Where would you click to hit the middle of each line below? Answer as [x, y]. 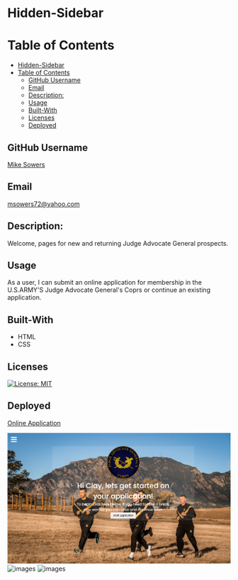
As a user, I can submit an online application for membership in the [104, 283]
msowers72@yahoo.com [44, 204]
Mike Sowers [26, 164]
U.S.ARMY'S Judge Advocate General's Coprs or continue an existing [109, 290]
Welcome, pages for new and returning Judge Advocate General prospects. [118, 243]
